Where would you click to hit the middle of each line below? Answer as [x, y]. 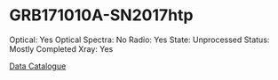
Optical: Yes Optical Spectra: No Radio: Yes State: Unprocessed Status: [139, 40]
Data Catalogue [38, 66]
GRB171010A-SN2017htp [101, 15]
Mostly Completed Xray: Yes [61, 48]
